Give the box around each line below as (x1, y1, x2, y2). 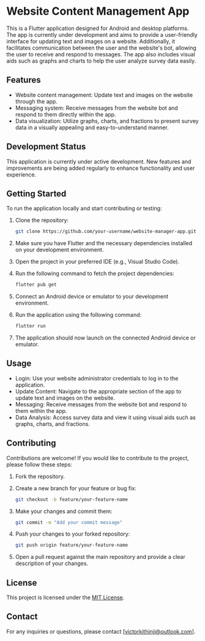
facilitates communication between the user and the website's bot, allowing (6, 44, 197, 51)
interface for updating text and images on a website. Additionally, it (6, 37, 176, 45)
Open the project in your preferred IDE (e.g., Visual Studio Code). (15, 258, 179, 265)
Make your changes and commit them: (15, 507, 113, 515)
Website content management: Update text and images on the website (15, 91, 193, 99)
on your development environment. (15, 246, 104, 254)
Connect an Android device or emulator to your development (15, 293, 169, 300)
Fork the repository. (15, 472, 65, 480)
